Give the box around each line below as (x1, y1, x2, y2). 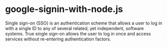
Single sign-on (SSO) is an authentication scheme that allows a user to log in (5, 20, 163, 26)
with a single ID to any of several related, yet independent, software (5, 25, 144, 31)
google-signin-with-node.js (5, 3, 123, 15)
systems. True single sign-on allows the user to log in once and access (5, 30, 151, 36)
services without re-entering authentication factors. (5, 36, 111, 42)
